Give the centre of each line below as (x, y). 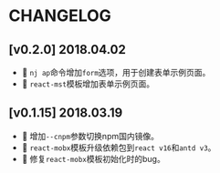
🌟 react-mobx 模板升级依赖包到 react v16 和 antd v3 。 (119, 148)
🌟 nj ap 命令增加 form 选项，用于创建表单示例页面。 (116, 72)
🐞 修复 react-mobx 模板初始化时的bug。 (93, 158)
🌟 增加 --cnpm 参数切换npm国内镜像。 (90, 136)
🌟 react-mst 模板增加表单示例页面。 (88, 84)
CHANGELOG (60, 16)
